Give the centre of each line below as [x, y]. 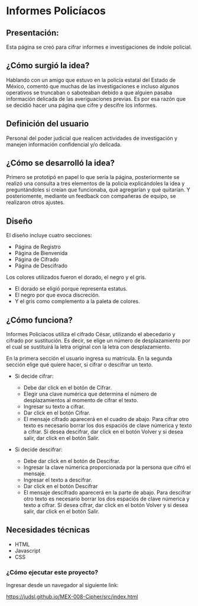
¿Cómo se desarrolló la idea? [61, 163]
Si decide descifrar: [39, 449]
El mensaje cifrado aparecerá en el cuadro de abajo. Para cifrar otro [106, 419]
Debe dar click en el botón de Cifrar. [68, 388]
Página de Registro [38, 247]
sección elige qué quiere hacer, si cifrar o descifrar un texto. [79, 365]
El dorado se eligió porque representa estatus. [71, 289]
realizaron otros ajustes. [35, 202]
